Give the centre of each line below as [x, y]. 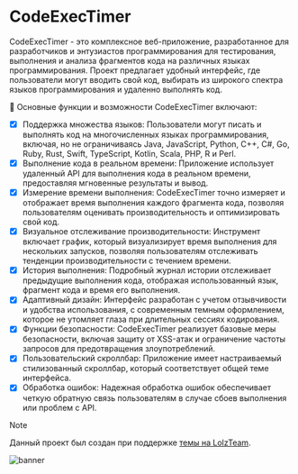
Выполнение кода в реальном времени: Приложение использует [148, 163]
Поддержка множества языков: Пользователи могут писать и [142, 124]
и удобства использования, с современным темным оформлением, [154, 310]
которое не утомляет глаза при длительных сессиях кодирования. [151, 319]
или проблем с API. [59, 407]
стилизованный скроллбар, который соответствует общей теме [145, 369]
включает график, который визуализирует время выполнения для [149, 242]
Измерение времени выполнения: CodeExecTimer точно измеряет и [154, 193]
